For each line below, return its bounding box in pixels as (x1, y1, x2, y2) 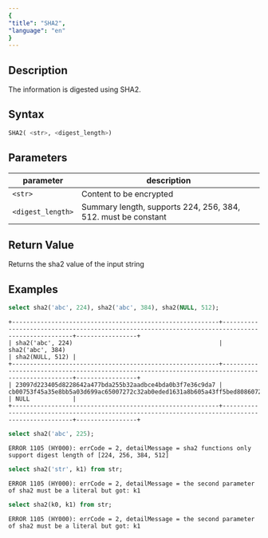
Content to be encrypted (81, 188, 174, 200)
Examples (8, 283, 58, 296)
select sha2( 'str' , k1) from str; (8, 465, 124, 473)
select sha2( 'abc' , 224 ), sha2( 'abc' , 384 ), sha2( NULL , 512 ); (8, 304, 219, 312)
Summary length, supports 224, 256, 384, (81, 201, 241, 212)
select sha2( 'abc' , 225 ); (8, 430, 94, 438)
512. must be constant (81, 211, 167, 222)
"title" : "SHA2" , (8, 19, 66, 27)
